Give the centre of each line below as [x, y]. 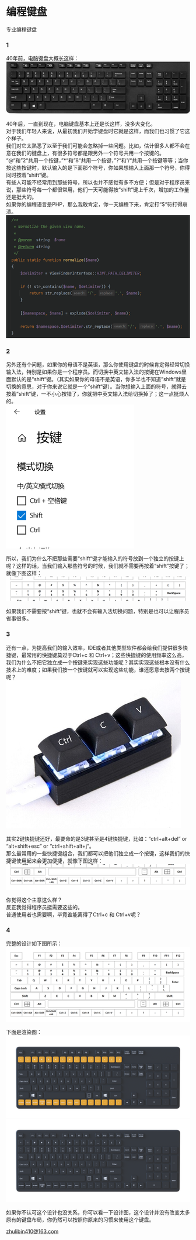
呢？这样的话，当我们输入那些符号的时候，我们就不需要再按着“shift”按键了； [98, 566]
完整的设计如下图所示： [34, 944]
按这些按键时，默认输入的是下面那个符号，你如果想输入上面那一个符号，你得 [98, 167]
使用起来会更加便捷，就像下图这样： [60, 861]
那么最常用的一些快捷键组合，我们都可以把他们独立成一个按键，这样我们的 [95, 853]
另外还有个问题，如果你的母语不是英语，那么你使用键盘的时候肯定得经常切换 [98, 365]
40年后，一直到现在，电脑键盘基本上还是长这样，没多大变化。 [81, 124]
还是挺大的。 [21, 197]
